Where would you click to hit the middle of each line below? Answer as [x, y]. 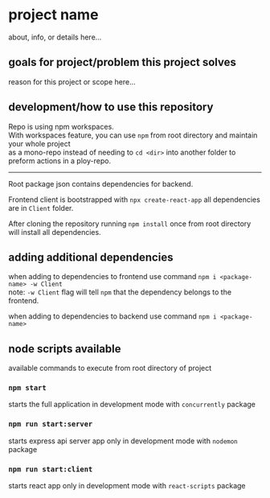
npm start [27, 388]
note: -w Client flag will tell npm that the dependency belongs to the [120, 292]
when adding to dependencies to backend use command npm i [112, 316]
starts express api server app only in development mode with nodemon [123, 441]
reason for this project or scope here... [72, 81]
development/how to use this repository [111, 107]
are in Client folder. [41, 208]
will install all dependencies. [55, 232]
